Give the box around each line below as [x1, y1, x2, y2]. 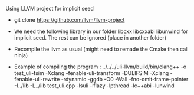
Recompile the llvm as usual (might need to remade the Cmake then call [14, 45, 189, 53]
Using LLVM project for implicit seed [5, 5, 94, 12]
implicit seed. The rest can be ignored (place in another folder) [14, 34, 166, 41]
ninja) [14, 52, 28, 58]
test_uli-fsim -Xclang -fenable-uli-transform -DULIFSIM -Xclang [14, 70, 169, 76]
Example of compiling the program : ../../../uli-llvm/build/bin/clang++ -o [14, 63, 187, 70]
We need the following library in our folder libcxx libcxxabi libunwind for [14, 28, 188, 35]
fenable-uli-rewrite [14, 76, 60, 83]
